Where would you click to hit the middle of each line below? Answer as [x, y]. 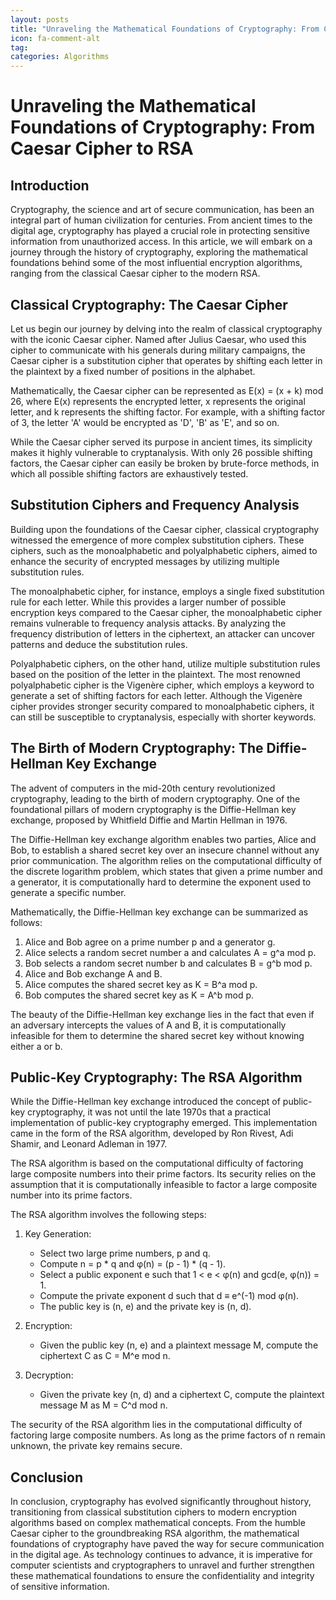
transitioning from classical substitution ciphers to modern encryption [154, 1512]
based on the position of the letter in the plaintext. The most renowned [155, 674]
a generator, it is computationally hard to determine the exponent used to [161, 882]
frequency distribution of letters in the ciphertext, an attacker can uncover [163, 633]
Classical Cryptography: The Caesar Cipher [149, 304]
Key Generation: [58, 1234]
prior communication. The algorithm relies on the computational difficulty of [166, 860]
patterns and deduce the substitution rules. [99, 644]
